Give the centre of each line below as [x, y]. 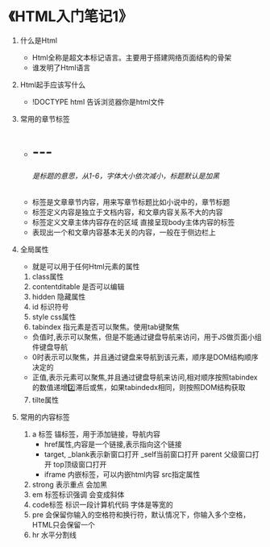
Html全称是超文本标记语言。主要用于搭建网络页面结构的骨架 [132, 57]
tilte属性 [45, 400]
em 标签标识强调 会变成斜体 [78, 495]
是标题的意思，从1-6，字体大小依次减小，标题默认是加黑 [126, 176]
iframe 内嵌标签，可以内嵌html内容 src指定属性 [122, 474]
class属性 [48, 277]
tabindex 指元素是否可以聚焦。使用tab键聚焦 [106, 327]
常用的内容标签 [45, 417]
